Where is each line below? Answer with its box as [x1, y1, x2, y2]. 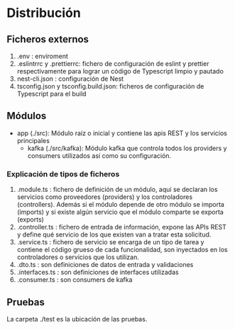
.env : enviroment [16, 52, 69, 60]
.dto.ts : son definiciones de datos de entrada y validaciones [16, 261, 194, 269]
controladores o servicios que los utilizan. [16, 253, 139, 261]
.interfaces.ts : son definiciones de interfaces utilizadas [16, 268, 179, 277]
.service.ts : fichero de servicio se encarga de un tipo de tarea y [16, 238, 204, 246]
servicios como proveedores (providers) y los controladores [16, 193, 193, 201]
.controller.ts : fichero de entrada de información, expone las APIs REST [16, 223, 226, 232]
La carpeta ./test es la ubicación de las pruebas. [6, 314, 148, 323]
